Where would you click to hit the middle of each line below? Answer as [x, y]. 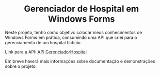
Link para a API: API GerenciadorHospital [46, 52]
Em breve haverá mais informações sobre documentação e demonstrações [80, 61]
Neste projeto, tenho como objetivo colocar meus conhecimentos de [73, 32]
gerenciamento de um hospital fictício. [43, 42]
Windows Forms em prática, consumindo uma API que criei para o [71, 37]
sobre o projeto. [21, 66]
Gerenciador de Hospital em [81, 9]
